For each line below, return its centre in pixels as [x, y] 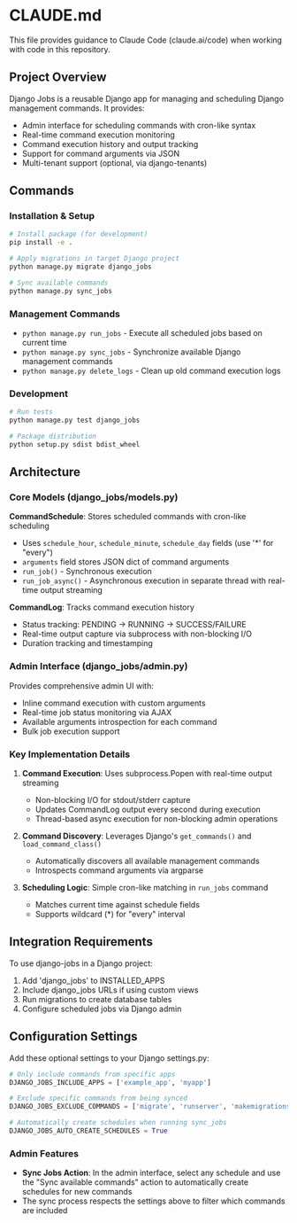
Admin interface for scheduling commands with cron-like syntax [139, 125]
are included [45, 1211]
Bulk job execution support [71, 731]
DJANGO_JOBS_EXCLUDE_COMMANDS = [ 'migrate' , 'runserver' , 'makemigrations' [152, 1107]
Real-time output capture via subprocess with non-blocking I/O [137, 634]
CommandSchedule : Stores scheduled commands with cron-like [128, 517]
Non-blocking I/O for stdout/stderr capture [113, 800]
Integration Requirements [81, 942]
